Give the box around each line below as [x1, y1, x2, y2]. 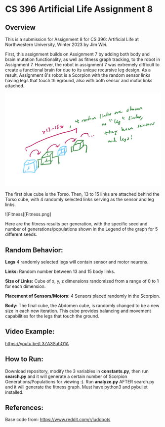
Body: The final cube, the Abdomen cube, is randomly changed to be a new [5, 303, 160, 309]
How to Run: [5, 355, 43, 364]
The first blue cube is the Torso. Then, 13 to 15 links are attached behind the [5, 191, 160, 197]
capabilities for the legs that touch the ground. [5, 313, 100, 319]
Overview [5, 23, 36, 32]
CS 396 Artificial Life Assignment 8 [5, 3, 153, 15]
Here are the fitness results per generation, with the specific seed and [5, 221, 148, 227]
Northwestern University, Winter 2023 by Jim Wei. [5, 42, 108, 48]
